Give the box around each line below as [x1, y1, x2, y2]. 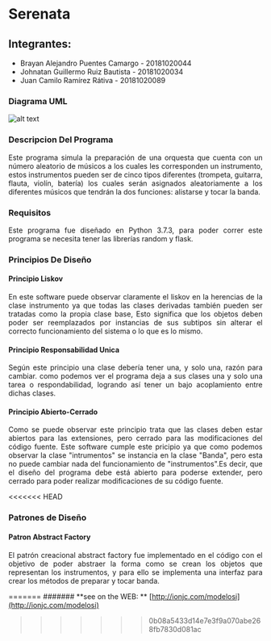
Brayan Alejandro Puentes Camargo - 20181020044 [19, 58, 192, 68]
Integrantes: [8, 37, 72, 51]
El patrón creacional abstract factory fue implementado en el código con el [8, 550, 263, 559]
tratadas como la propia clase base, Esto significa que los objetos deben [8, 309, 263, 319]
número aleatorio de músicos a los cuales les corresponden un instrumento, [8, 161, 263, 170]
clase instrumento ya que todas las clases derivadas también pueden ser [8, 300, 263, 311]
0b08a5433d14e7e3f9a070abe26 [148, 615, 261, 626]
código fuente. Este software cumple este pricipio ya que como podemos [8, 442, 263, 452]
